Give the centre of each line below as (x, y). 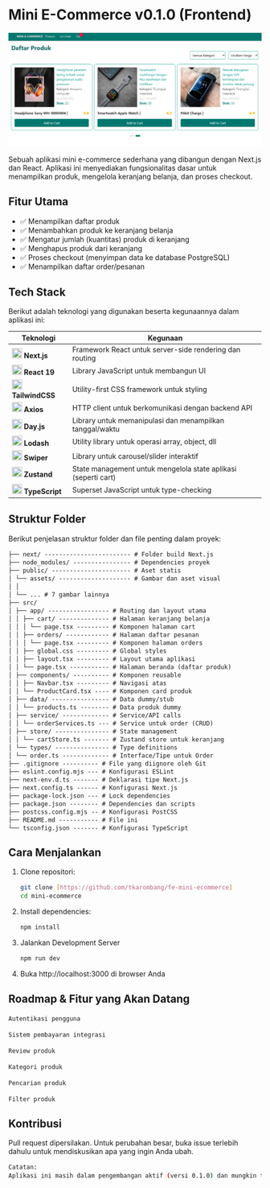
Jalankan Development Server (70, 943)
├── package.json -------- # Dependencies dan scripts (102, 804)
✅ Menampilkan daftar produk (70, 221)
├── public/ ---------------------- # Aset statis (95, 570)
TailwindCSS (33, 395)
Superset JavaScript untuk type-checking (142, 490)
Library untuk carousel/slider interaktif (135, 456)
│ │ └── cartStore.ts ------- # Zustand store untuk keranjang (117, 739)
